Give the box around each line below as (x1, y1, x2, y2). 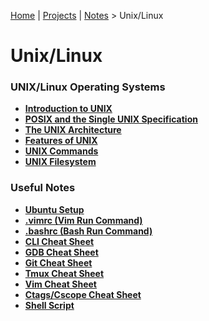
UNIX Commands (24, 145, 99, 157)
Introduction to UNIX (24, 103, 113, 115)
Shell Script (24, 299, 75, 311)
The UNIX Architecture (24, 124, 122, 136)
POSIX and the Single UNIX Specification (24, 113, 198, 125)
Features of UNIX (24, 135, 98, 147)
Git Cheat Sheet (24, 256, 93, 269)
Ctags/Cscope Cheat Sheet (24, 288, 142, 300)
